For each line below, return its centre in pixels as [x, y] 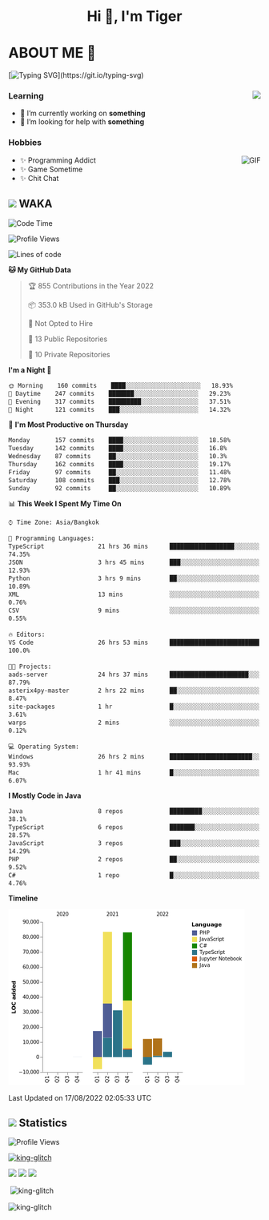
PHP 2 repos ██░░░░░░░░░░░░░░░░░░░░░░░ [134, 859]
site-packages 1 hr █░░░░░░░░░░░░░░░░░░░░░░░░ [134, 707]
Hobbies [25, 143]
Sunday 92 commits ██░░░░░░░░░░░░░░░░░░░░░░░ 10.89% [119, 488]
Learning [26, 96]
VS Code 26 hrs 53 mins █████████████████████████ [134, 642]
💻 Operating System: [44, 747]
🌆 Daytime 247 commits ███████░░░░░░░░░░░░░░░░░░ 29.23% [119, 393]
